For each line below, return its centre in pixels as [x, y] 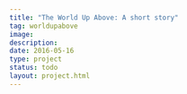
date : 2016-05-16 [42, 51]
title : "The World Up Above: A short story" [94, 17]
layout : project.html [50, 76]
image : [22, 34]
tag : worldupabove [44, 26]
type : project [36, 59]
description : [34, 43]
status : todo [34, 68]
